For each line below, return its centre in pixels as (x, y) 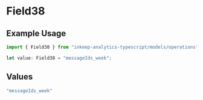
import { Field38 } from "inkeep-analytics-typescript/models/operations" (102, 47)
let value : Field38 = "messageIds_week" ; (59, 58)
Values (20, 77)
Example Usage (36, 33)
